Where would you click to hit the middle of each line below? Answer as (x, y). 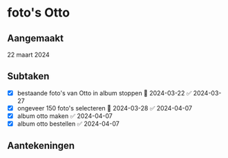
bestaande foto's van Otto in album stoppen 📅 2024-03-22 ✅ (104, 93)
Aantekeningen (41, 146)
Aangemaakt (36, 38)
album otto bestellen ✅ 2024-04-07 (68, 124)
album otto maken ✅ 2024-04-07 (65, 116)
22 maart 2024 (28, 55)
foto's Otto (39, 13)
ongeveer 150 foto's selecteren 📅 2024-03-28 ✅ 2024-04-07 (104, 108)
